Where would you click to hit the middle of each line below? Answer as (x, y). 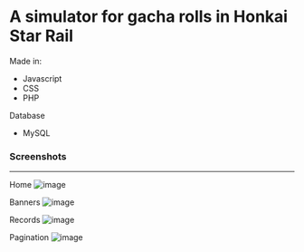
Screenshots (38, 156)
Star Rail (42, 36)
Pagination (29, 237)
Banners (25, 202)
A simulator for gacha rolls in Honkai (148, 17)
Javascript (42, 78)
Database (27, 115)
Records (25, 220)
